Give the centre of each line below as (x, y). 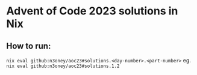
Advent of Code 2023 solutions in (92, 11)
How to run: (29, 46)
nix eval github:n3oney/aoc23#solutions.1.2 (63, 66)
